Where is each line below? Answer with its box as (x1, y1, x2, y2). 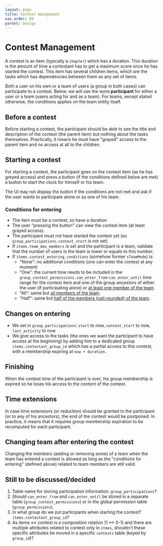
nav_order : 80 (5, 16, 34, 21)
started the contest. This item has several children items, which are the (5, 69, 147, 74)
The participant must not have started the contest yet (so (12, 233, 127, 239)
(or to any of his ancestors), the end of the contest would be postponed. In (5, 413, 155, 419)
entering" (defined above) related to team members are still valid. (5, 461, 136, 467)
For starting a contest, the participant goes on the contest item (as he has (5, 168, 153, 174)
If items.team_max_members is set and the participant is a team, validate (12, 243, 153, 249)
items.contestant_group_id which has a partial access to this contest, (12, 343, 153, 349)
